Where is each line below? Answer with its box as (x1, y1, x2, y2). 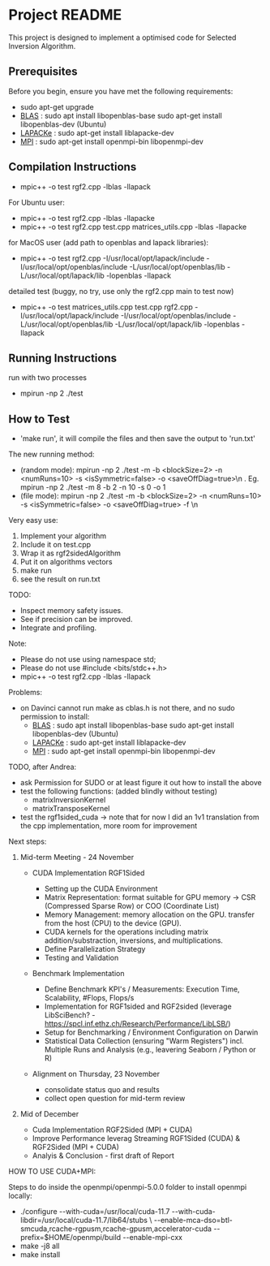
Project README (8, 6, 122, 24)
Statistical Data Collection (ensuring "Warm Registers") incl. (44, 1036, 245, 1046)
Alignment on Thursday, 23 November (32, 1069, 161, 1079)
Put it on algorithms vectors (19, 557, 113, 567)
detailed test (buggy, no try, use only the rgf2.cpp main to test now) (8, 286, 234, 296)
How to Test (8, 412, 71, 426)
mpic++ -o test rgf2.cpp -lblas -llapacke (19, 213, 156, 223)
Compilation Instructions (8, 160, 137, 174)
